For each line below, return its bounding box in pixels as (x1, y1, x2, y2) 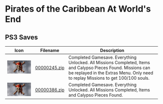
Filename (40, 47, 60, 53)
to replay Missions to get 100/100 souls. (68, 75, 149, 81)
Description (100, 47, 125, 53)
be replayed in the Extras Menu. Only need (68, 69, 154, 76)
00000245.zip (35, 65, 65, 70)
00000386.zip (35, 87, 65, 93)
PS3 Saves (5, 33, 38, 41)
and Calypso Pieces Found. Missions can (68, 65, 150, 70)
